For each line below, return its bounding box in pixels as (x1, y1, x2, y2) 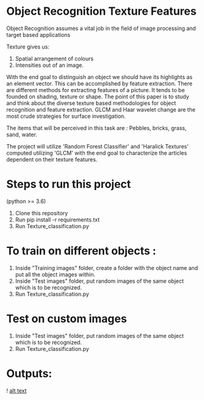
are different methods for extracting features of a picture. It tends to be (6, 86, 185, 93)
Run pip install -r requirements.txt (15, 216, 100, 223)
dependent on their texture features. (6, 155, 98, 163)
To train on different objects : (6, 244, 157, 258)
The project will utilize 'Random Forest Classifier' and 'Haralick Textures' (6, 142, 189, 150)
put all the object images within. (15, 271, 96, 278)
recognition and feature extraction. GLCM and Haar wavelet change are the (6, 106, 195, 113)
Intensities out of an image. (15, 61, 84, 69)
